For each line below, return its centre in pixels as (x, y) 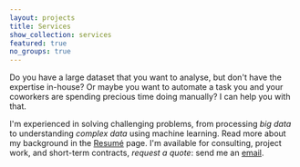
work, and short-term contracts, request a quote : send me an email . (137, 153)
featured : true (38, 43)
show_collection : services (61, 34)
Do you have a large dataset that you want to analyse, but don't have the (146, 77)
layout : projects (42, 18)
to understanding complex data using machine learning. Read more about (148, 133)
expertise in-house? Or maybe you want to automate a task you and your (146, 87)
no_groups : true (40, 52)
